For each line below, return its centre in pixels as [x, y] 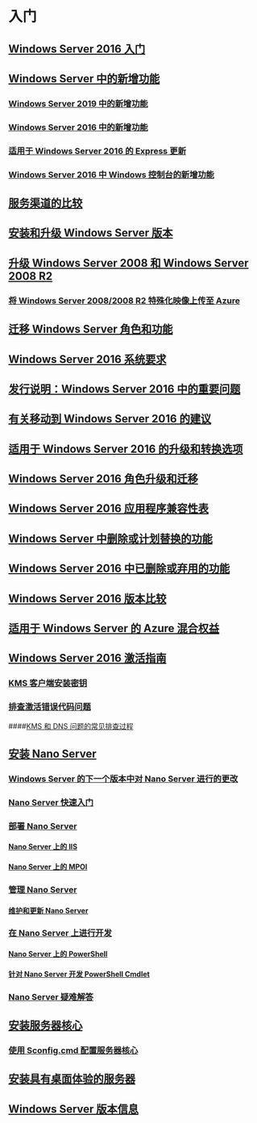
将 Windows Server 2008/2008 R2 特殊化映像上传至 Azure [124, 301]
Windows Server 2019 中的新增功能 [78, 103]
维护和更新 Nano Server [48, 910]
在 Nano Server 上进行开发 [60, 934]
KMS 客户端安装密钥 [48, 684]
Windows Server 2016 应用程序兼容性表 [109, 509]
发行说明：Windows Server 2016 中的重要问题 [124, 389]
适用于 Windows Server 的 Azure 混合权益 [114, 628]
